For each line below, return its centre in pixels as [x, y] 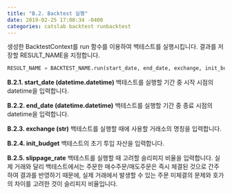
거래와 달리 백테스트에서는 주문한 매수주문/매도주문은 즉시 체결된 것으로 [110, 166]
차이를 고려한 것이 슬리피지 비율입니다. [66, 184]
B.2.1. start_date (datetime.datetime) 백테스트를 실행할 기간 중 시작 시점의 [110, 83]
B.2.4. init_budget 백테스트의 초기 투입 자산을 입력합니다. [86, 143]
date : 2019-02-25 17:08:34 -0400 [55, 20]
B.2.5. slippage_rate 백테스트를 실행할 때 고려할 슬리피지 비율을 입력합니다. [110, 158]
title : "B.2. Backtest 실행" [48, 13]
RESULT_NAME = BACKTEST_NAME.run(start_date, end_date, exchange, [105, 68]
